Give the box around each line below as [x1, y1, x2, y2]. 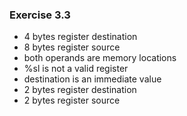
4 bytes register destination [23, 31, 138, 43]
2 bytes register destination [23, 84, 137, 96]
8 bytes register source [23, 41, 121, 53]
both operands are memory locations [23, 52, 177, 64]
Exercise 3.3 [9, 8, 71, 22]
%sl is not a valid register [23, 63, 129, 75]
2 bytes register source [23, 94, 121, 107]
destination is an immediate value [23, 73, 162, 85]
